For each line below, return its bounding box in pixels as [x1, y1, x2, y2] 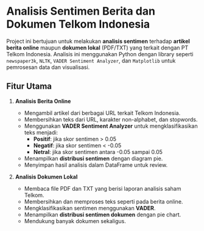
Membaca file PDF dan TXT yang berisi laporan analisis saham [24, 185, 181, 192]
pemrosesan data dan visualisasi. [6, 63, 90, 71]
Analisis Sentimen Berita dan [6, 4, 155, 18]
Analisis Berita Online [15, 97, 71, 105]
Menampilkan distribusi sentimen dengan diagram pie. [24, 155, 163, 162]
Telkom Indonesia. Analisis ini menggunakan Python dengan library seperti [6, 50, 194, 57]
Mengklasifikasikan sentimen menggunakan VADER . [24, 204, 156, 211]
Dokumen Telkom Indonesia [6, 17, 150, 31]
